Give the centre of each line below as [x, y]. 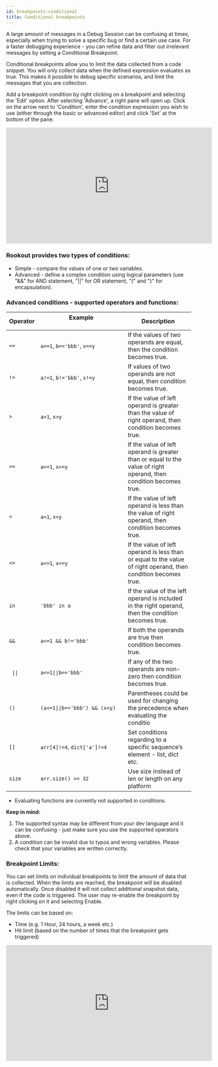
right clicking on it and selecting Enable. [54, 902]
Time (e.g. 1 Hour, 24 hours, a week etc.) [64, 924]
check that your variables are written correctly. [71, 849]
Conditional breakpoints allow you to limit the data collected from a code [94, 64]
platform [140, 786]
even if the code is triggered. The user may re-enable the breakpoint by [93, 895]
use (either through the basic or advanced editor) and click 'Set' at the [91, 113]
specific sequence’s [155, 747]
